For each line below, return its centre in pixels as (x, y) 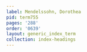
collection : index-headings (41, 39)
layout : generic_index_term (41, 34)
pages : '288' (22, 23)
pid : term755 (22, 17)
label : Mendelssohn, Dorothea (44, 12)
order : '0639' (24, 28)
